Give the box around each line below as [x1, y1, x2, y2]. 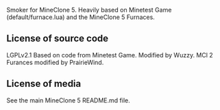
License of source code [6, 33, 109, 44]
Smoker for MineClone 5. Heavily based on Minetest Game [6, 6, 172, 14]
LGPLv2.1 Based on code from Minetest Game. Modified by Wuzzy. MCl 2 [6, 51, 213, 59]
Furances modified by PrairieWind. [6, 58, 104, 66]
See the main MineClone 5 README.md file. [6, 96, 131, 105]
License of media [6, 78, 82, 90]
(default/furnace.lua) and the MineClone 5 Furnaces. [6, 13, 155, 21]
